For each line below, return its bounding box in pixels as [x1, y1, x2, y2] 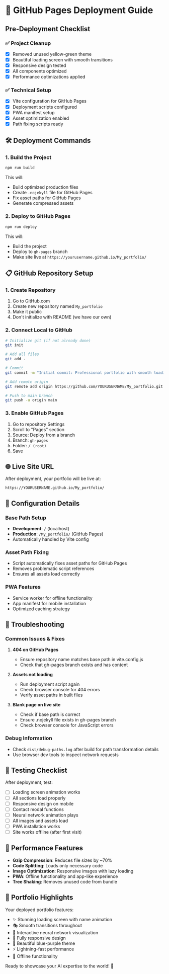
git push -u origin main [5, 397, 57, 403]
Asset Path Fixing [5, 548, 49, 555]
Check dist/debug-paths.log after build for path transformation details [12, 746, 159, 752]
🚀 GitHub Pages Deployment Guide [5, 5, 153, 16]
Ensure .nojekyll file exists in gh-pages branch [20, 717, 116, 723]
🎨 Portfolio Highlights [5, 893, 73, 902]
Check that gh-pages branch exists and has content [20, 662, 128, 668]
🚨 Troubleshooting [5, 620, 64, 629]
